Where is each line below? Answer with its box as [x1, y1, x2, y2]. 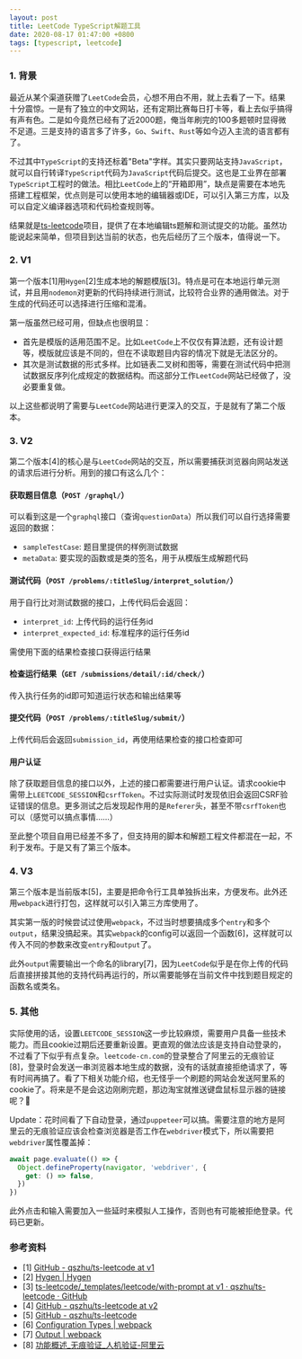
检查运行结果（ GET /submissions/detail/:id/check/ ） [9, 669, 209, 679]
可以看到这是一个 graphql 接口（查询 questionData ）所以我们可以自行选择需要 [9, 511, 291, 522]
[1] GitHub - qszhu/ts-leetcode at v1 [22, 1262, 155, 1273]
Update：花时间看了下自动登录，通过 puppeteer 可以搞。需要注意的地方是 [9, 1114, 278, 1124]
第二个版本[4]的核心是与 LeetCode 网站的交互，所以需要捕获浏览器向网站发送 [9, 456, 289, 467]
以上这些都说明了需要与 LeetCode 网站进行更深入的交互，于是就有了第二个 [9, 400, 279, 411]
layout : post [9, 13, 58, 22]
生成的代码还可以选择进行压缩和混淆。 [9, 298, 151, 308]
